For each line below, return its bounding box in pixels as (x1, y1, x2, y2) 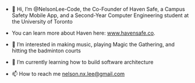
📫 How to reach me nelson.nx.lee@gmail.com (11, 71, 125, 77)
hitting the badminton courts (11, 47, 81, 54)
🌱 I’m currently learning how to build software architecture (11, 59, 154, 65)
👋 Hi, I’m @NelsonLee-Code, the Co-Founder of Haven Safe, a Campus (11, 6, 185, 12)
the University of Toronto (11, 18, 73, 25)
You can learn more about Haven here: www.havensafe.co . (11, 29, 155, 36)
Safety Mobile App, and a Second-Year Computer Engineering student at (11, 12, 189, 19)
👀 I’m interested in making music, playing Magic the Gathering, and (11, 41, 175, 48)
